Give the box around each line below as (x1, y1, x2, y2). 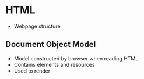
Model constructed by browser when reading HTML (13, 55, 139, 62)
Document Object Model (5, 39, 96, 49)
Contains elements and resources (13, 61, 95, 68)
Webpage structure (13, 23, 61, 30)
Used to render (13, 67, 51, 74)
